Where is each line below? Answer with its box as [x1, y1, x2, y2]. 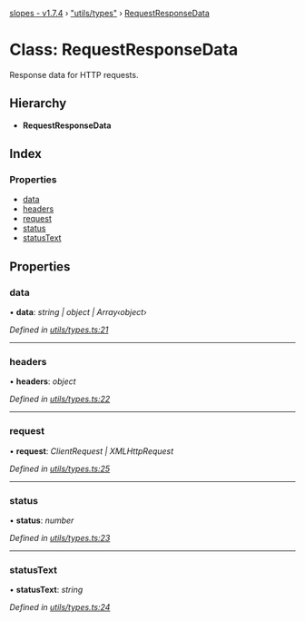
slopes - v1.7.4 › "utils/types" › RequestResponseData [9, 8, 211, 18]
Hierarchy [9, 95, 67, 112]
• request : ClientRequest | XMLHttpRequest [9, 445, 174, 457]
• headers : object [9, 376, 76, 387]
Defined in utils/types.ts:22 [9, 394, 111, 405]
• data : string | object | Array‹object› [9, 307, 147, 318]
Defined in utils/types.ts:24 [9, 602, 111, 613]
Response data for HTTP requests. [9, 69, 139, 80]
